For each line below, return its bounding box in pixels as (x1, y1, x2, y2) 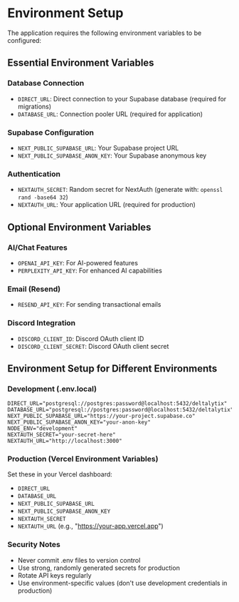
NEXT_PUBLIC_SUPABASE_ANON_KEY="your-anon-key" (7, 419, 152, 426)
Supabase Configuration (7, 127, 95, 137)
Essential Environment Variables (7, 57, 154, 69)
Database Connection (7, 78, 85, 88)
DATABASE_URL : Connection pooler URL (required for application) (17, 109, 203, 118)
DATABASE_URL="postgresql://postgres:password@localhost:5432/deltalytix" (7, 407, 234, 414)
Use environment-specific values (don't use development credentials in (17, 578, 228, 587)
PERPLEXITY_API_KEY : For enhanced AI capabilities (17, 266, 162, 275)
